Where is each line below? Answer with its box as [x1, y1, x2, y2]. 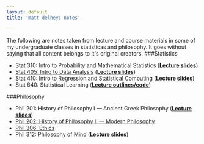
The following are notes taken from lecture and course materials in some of [6, 37, 195, 44]
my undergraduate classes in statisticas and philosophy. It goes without [6, 43, 187, 51]
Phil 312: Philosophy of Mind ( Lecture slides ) [15, 131, 129, 138]
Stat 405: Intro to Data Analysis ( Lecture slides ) [15, 68, 136, 75]
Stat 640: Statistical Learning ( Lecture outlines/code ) [15, 81, 151, 88]
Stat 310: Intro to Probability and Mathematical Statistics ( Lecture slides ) [15, 62, 199, 69]
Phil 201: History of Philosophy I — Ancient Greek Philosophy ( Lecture [15, 104, 192, 112]
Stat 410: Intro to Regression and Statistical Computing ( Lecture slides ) [15, 74, 195, 82]
